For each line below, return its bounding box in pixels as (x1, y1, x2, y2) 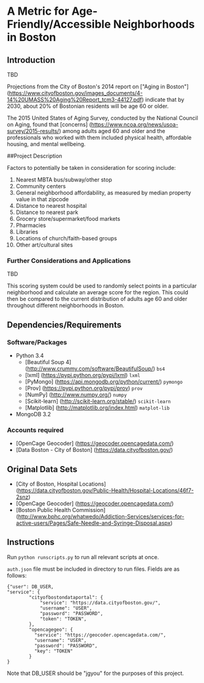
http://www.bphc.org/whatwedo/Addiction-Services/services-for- (18, 513, 184, 521)
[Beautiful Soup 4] (25, 358, 72, 365)
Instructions (7, 537, 55, 548)
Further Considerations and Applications (7, 256, 131, 265)
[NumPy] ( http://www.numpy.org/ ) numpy (25, 391, 127, 398)
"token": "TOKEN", (39, 616, 87, 622)
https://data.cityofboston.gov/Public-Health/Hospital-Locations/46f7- (18, 487, 194, 494)
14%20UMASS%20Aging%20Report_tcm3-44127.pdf (7, 96, 143, 103)
